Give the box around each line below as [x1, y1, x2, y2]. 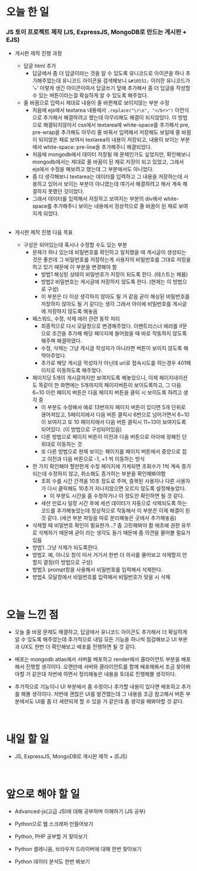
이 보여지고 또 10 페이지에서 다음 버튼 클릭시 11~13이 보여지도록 [41, 419, 186, 426]
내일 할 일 [6, 732, 49, 746]
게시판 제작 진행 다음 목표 [14, 229, 74, 236]
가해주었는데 [32, 77, 61, 84]
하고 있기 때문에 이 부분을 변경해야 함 [32, 263, 118, 270]
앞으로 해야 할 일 [6, 787, 81, 801]
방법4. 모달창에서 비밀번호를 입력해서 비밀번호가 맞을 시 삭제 [32, 573, 171, 580]
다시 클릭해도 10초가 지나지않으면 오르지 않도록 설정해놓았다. [47, 485, 186, 492]
